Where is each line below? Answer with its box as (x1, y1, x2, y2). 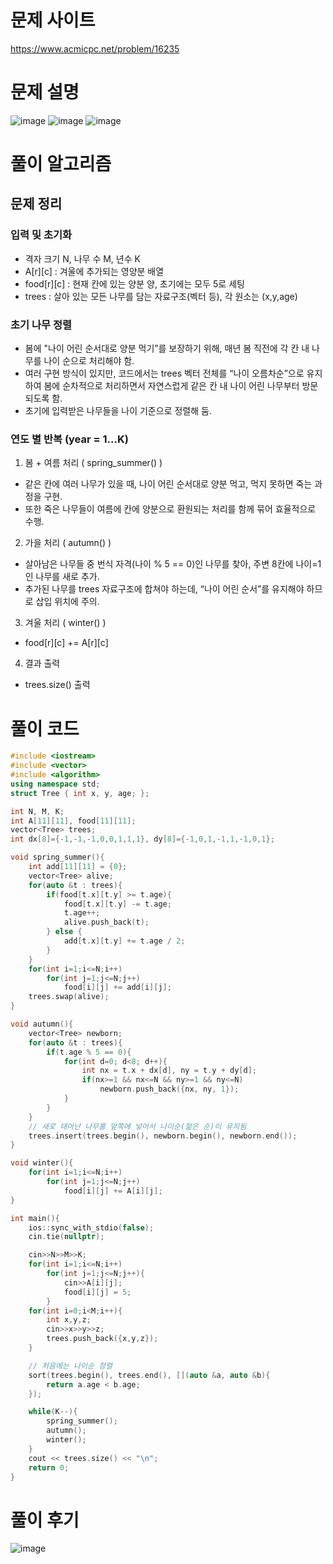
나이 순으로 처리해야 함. (43, 355, 135, 367)
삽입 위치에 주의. (35, 596, 100, 608)
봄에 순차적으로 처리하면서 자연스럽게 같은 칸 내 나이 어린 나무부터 (43, 380, 300, 392)
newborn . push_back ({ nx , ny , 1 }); (99, 1084, 240, 1095)
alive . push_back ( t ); (63, 917, 150, 928)
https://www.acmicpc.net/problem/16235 (10, 42, 180, 55)
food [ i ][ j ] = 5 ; (63, 1287, 132, 1297)
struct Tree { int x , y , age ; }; (10, 788, 150, 798)
